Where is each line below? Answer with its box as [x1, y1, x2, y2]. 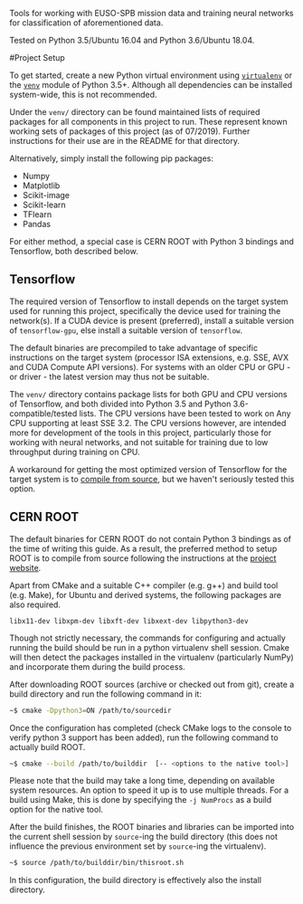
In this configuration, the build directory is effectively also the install [9, 875, 262, 886]
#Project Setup [9, 52, 65, 62]
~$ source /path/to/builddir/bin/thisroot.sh [9, 859, 184, 868]
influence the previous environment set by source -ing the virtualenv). [9, 841, 267, 852]
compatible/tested [9, 407, 78, 419]
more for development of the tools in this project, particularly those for [9, 427, 272, 438]
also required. [9, 599, 62, 610]
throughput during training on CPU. [9, 446, 140, 457]
